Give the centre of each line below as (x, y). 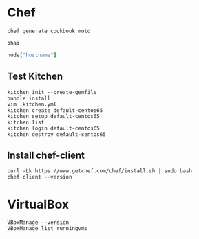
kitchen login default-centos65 (53, 128)
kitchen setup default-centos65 (53, 116)
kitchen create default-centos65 (55, 110)
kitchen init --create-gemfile (52, 92)
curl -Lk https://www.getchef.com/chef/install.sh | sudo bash (100, 171)
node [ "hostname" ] (32, 55)
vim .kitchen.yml (32, 104)
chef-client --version (40, 177)
